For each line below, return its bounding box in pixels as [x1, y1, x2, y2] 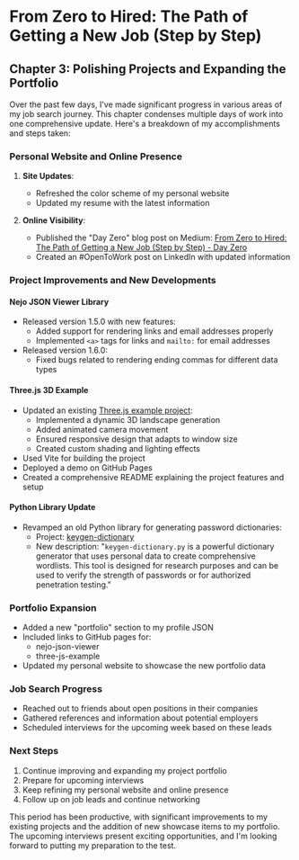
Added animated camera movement [35, 424, 169, 434]
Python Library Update [9, 502, 96, 513]
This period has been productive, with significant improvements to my [9, 811, 268, 822]
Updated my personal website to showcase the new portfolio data [22, 660, 267, 671]
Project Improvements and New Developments [9, 274, 217, 287]
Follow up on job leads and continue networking [22, 793, 200, 804]
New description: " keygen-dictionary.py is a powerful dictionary [35, 541, 275, 551]
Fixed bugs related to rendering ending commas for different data [35, 354, 278, 365]
